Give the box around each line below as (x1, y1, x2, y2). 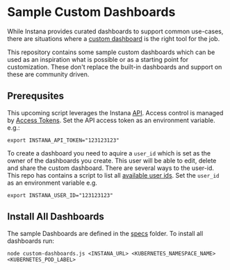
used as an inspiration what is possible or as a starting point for (7, 55, 189, 63)
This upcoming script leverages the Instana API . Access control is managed (7, 108, 224, 117)
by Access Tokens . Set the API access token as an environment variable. (7, 116, 215, 124)
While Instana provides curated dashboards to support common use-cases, (7, 27, 224, 35)
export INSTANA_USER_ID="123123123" (7, 192, 113, 199)
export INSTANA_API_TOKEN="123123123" (7, 137, 120, 144)
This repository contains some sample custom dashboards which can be (7, 48, 215, 56)
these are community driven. (7, 70, 90, 78)
